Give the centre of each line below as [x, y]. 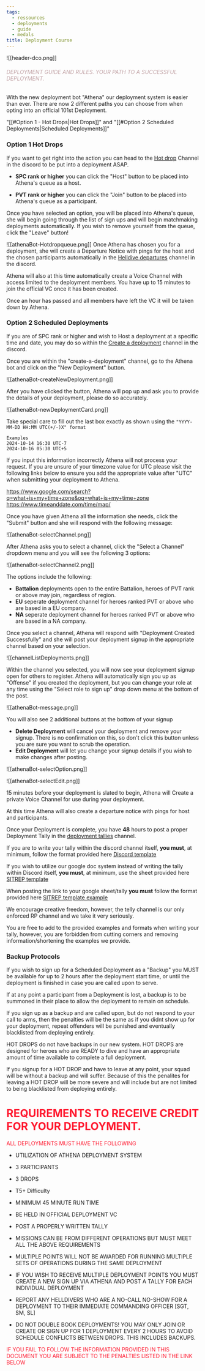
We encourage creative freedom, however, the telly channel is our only [95, 909]
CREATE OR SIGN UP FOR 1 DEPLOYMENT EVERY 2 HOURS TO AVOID [104, 1331]
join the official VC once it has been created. [62, 289]
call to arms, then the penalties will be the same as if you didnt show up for [101, 1020]
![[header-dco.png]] [32, 58]
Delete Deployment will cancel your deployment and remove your [98, 731]
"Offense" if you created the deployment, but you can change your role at [99, 682]
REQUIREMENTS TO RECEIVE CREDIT [103, 1113]
